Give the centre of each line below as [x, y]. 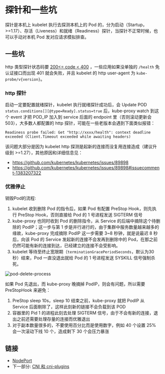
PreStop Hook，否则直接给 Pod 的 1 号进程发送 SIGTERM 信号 [80, 215]
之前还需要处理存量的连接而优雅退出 [53, 319]
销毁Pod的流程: [20, 198]
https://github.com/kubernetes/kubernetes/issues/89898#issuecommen [86, 168]
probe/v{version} [23, 79]
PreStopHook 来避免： [28, 290]
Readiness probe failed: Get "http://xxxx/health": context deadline [78, 133]
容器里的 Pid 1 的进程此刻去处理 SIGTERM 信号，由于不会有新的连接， [83, 313]
